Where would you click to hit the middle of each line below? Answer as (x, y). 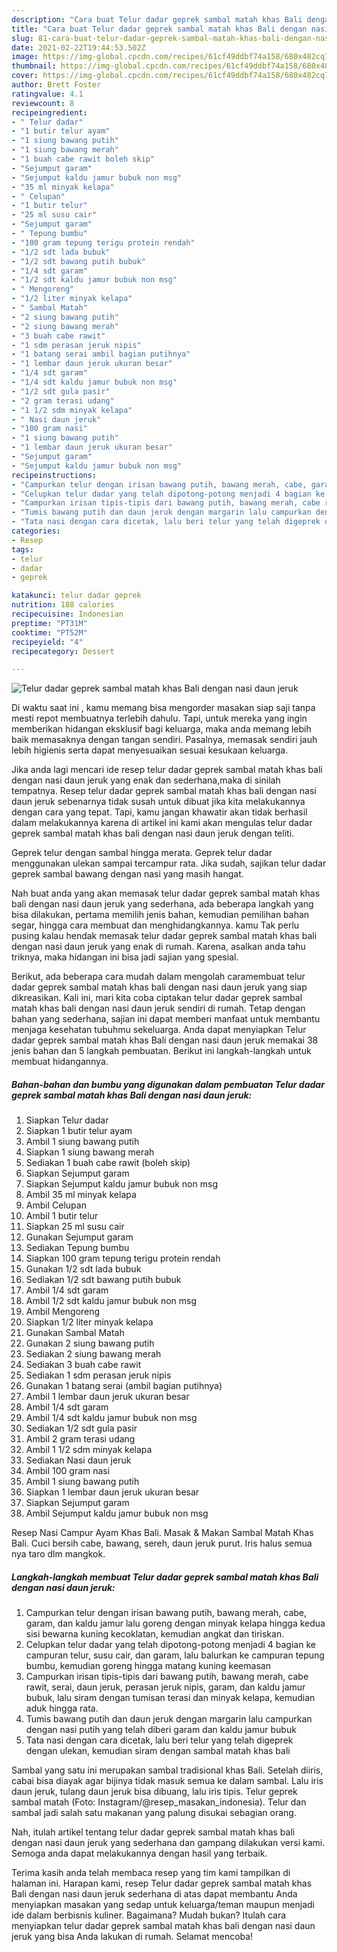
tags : (22, 549)
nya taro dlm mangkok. (58, 1554)
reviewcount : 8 (43, 103)
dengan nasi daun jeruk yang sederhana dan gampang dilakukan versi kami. (168, 1843)
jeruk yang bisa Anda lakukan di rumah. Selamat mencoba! (132, 1937)
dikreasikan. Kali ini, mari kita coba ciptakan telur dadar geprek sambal (157, 998)
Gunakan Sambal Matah (75, 1333)
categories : (36, 531)
